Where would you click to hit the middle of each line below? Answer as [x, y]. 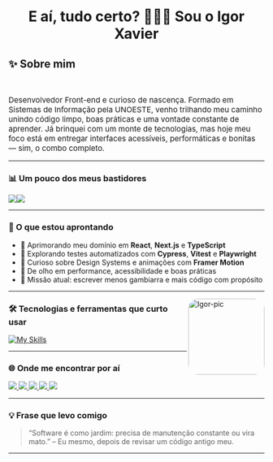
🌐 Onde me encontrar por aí [64, 368]
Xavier [136, 34]
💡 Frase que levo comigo [58, 416]
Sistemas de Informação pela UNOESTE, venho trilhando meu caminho [135, 110]
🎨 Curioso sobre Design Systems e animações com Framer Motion [132, 262]
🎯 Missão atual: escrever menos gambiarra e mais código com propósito [141, 279]
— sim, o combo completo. [57, 148]
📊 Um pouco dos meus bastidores [78, 178]
